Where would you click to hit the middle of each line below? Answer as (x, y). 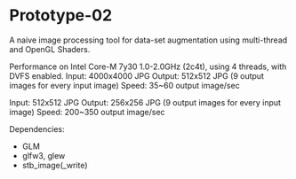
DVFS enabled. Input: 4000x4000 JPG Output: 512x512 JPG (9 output (137, 75)
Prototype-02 (61, 16)
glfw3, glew (44, 155)
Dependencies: (37, 128)
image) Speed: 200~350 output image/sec (88, 112)
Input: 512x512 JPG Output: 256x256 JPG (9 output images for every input (145, 102)
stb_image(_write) (55, 165)
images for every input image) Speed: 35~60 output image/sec (124, 85)
